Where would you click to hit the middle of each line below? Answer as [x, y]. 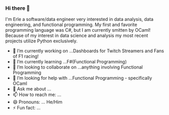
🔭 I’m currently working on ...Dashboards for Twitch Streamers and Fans [88, 51]
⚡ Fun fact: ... [26, 108]
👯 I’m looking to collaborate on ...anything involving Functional [78, 67]
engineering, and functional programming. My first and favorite [71, 25]
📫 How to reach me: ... [37, 95]
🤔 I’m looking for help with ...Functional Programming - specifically [82, 78]
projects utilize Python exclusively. [41, 41]
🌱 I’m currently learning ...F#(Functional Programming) [70, 62]
